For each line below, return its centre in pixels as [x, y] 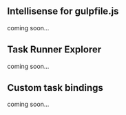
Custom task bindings [55, 88]
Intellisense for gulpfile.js [63, 11]
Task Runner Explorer [54, 50]
